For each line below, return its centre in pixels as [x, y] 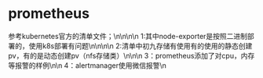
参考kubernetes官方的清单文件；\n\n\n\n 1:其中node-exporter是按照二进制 [128, 36]
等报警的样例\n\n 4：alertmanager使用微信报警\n [87, 65]
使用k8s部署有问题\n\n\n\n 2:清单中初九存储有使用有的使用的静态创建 [141, 46]
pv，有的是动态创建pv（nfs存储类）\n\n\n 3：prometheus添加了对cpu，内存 [131, 55]
